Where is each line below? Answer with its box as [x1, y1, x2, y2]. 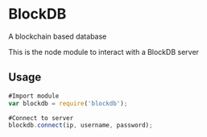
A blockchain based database [8, 31, 107, 41]
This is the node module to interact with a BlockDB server [8, 47, 200, 56]
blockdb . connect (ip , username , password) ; [8, 122, 153, 130]
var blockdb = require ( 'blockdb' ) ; [8, 99, 128, 107]
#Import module [8, 92, 60, 100]
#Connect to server [8, 114, 74, 122]
